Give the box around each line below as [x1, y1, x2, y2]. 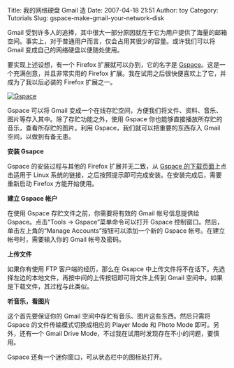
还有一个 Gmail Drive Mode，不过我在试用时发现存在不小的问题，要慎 [19, 330, 220, 337]
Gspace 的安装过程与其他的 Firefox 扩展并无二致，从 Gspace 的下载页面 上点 [7, 162, 227, 170]
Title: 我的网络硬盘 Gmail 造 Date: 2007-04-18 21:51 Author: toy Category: [7, 6, 219, 14]
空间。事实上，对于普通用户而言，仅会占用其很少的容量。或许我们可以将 [7, 37, 215, 45]
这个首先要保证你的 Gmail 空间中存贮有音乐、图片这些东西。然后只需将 [7, 312, 211, 320]
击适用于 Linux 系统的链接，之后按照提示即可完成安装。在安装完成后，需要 [7, 171, 222, 179]
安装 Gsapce [7, 147, 44, 155]
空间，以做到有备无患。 [7, 132, 75, 141]
